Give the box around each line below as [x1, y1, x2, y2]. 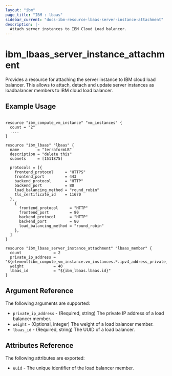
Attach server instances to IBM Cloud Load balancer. [10, 27, 127, 32]
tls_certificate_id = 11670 [14, 192, 81, 197]
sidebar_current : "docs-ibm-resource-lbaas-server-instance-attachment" [5, 17, 164, 22]
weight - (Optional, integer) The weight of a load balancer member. [12, 321, 154, 327]
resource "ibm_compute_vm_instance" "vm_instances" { [5, 120, 123, 126]
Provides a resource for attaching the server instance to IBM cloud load [5, 76, 156, 82]
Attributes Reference [5, 341, 74, 350]
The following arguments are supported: [5, 300, 91, 306]
